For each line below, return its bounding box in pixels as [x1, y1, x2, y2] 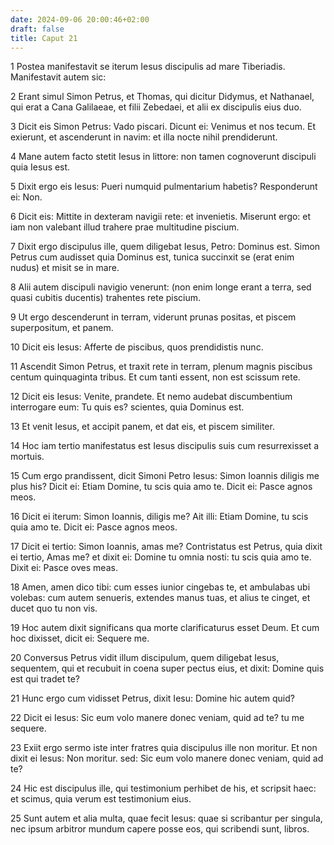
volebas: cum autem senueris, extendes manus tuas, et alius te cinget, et [10, 592, 311, 604]
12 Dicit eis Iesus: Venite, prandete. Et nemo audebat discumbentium [10, 391, 293, 403]
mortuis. [10, 451, 45, 463]
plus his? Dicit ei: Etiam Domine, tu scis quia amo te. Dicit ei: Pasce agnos [10, 481, 313, 493]
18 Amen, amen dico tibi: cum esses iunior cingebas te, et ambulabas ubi [10, 581, 311, 593]
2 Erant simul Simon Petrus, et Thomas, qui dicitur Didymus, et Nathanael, [10, 91, 315, 103]
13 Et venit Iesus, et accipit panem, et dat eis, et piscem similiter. [10, 421, 275, 433]
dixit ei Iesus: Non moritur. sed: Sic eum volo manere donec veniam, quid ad [10, 752, 324, 765]
